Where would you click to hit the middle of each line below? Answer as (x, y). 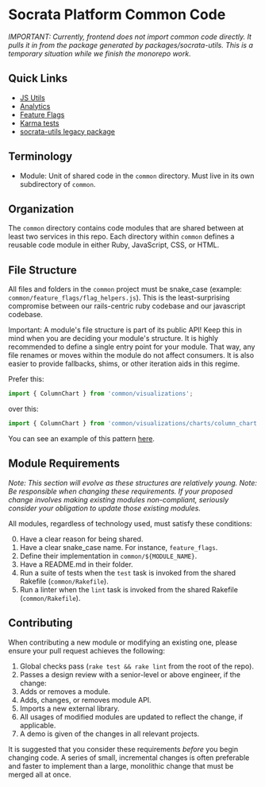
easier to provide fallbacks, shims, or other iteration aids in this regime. (124, 364)
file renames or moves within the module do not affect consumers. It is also (131, 355)
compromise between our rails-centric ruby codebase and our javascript (127, 306)
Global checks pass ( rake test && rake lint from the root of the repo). (136, 666)
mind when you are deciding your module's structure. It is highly (113, 339)
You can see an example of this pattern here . (81, 438)
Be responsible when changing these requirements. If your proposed (121, 491)
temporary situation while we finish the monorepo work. (100, 53)
